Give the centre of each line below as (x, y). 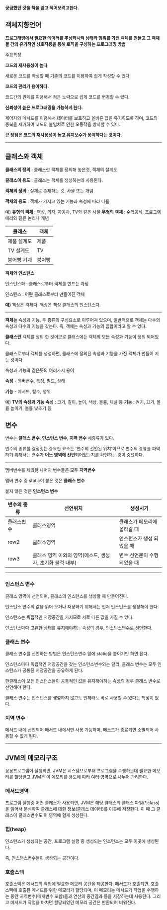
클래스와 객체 (24, 157)
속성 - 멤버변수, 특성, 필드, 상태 (35, 381)
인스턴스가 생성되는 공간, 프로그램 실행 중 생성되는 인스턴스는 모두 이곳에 (75, 841)
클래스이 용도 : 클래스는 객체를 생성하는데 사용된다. (54, 180)
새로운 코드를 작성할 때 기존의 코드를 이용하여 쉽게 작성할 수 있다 (68, 76)
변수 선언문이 (133, 555)
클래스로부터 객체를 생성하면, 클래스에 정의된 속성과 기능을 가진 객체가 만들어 (80, 353)
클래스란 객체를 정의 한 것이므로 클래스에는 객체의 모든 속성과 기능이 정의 (75, 336)
